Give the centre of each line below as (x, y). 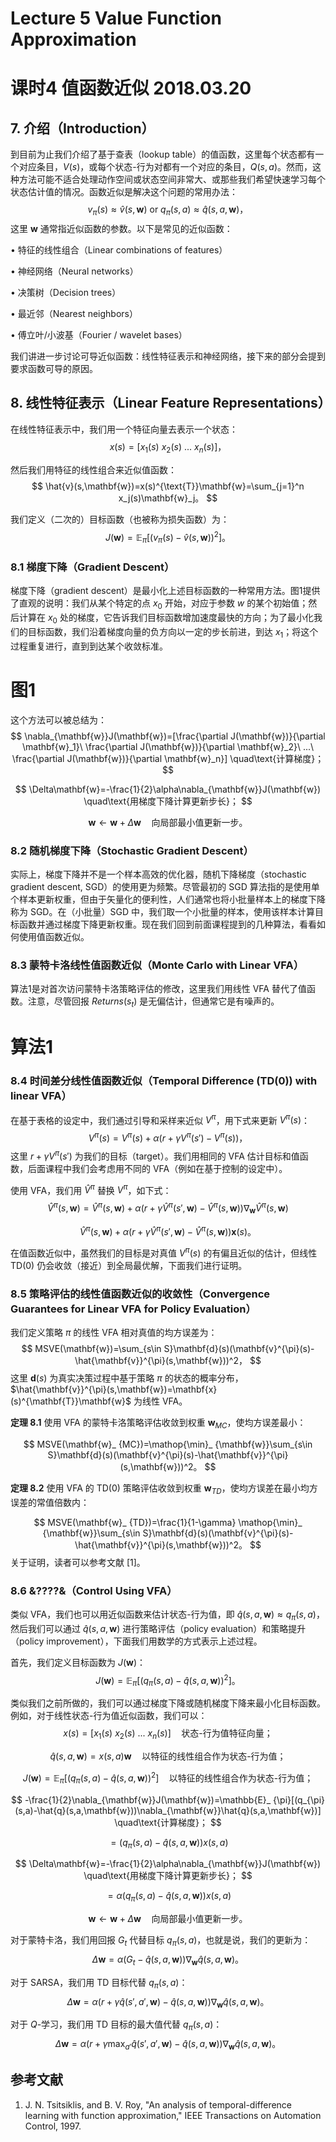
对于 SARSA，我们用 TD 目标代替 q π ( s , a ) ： (99, 1983)
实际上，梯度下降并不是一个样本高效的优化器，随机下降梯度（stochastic (158, 874)
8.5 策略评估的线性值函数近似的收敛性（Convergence (140, 1294)
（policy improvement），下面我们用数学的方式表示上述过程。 (136, 1641)
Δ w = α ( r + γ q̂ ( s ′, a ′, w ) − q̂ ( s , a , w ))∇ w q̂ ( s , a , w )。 (168, 2002)
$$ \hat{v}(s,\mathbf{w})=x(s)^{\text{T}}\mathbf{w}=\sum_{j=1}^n (168, 486)
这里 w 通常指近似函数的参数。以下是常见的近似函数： (121, 228)
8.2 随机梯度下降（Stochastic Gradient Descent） (132, 850)
